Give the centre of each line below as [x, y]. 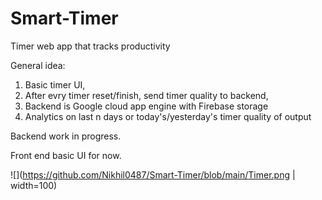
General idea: [38, 65]
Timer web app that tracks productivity [90, 46]
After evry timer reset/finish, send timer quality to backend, [146, 95]
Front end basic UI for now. [66, 155]
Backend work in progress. [66, 136]
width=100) [34, 185]
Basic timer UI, [55, 84]
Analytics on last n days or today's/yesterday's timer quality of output [168, 116]
